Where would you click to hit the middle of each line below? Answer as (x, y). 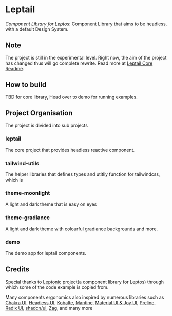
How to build (26, 85)
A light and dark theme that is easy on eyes (51, 204)
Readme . (15, 68)
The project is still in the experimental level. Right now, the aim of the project (86, 57)
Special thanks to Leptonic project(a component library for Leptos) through (85, 282)
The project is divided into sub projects (47, 125)
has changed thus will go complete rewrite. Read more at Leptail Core (79, 63)
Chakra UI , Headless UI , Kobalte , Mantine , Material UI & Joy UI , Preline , (80, 302)
